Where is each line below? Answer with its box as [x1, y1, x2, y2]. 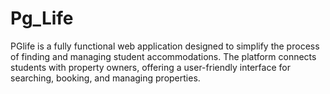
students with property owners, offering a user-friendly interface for [10, 61, 291, 73]
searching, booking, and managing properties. [10, 72, 201, 84]
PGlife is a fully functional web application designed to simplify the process [10, 40, 320, 52]
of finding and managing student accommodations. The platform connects [10, 50, 317, 62]
